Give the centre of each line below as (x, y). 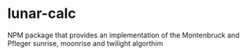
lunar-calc (42, 14)
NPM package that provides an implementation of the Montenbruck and (124, 35)
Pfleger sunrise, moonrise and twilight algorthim (85, 43)
